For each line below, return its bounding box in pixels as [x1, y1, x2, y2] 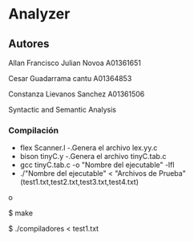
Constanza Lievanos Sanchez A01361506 [8, 89, 145, 99]
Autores [8, 37, 50, 51]
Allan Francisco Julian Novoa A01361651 [8, 58, 142, 67]
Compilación [8, 125, 59, 136]
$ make [8, 208, 34, 218]
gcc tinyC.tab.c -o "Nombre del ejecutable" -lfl [19, 160, 175, 170]
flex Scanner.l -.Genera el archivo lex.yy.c [19, 143, 158, 153]
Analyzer [8, 5, 71, 23]
